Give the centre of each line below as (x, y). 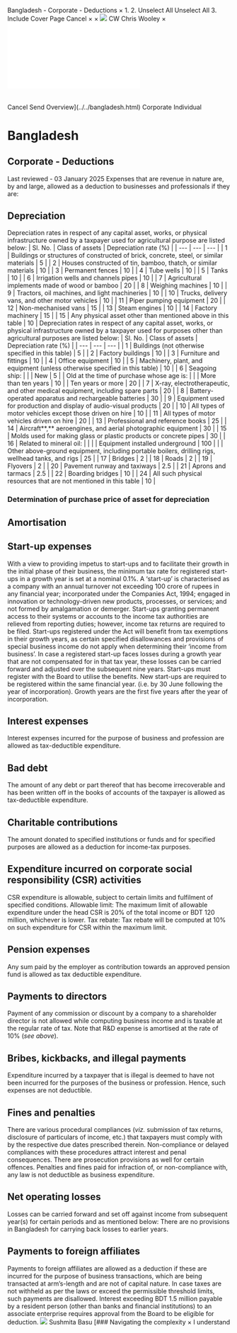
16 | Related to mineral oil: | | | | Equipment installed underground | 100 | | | (115, 444)
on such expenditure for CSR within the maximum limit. (87, 927)
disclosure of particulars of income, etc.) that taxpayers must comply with (115, 1137)
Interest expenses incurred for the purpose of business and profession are (116, 738)
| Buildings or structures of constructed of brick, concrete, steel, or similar (115, 256)
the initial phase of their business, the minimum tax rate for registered (109, 571)
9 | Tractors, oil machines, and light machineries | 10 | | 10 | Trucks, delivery (117, 293)
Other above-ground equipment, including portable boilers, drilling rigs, (111, 451)
